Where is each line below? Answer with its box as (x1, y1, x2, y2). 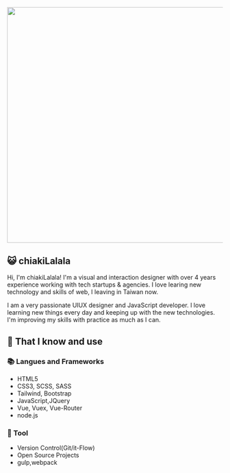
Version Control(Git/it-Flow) (16, 444, 95, 452)
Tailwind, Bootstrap (16, 389, 72, 398)
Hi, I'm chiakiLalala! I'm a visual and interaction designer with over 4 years (7, 274, 216, 282)
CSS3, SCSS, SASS (16, 382, 72, 390)
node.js (16, 411, 39, 419)
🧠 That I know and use (7, 335, 103, 347)
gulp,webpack (16, 459, 57, 467)
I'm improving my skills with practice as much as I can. (7, 316, 161, 324)
